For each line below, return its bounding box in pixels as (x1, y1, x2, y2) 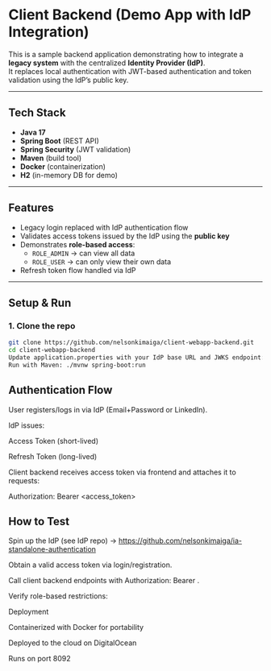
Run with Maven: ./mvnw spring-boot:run (8, 361, 147, 369)
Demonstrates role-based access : (19, 239, 135, 249)
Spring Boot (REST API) (19, 135, 99, 146)
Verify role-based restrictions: (8, 591, 108, 601)
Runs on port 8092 (8, 654, 71, 664)
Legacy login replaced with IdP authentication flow (19, 222, 189, 232)
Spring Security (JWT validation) (19, 144, 131, 154)
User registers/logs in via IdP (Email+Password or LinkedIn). (8, 404, 208, 414)
